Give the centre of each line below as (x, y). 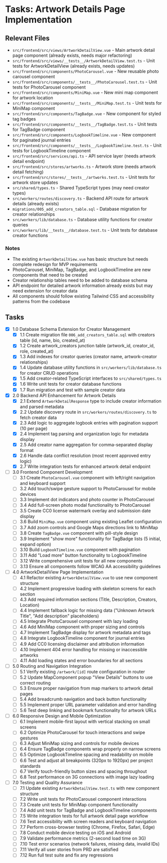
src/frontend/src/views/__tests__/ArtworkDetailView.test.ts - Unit (83, 61)
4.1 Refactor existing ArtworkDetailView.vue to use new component (89, 578)
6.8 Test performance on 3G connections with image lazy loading (87, 777)
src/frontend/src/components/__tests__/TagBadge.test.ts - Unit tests (85, 124)
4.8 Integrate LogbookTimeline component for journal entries (83, 638)
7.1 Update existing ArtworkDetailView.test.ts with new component (89, 788)
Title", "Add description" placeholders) (59, 616)
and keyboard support (43, 483)
